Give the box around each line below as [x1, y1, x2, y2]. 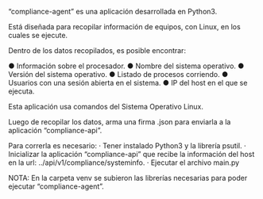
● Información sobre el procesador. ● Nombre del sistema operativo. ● [8, 61, 245, 71]
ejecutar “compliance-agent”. [8, 182, 105, 191]
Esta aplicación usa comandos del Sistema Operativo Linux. [8, 102, 204, 111]
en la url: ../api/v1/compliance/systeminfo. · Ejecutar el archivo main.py [8, 158, 240, 167]
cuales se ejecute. [8, 31, 68, 40]
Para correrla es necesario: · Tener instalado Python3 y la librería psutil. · [8, 141, 246, 150]
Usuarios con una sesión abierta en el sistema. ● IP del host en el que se [8, 78, 248, 87]
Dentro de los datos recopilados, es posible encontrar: [8, 46, 187, 55]
